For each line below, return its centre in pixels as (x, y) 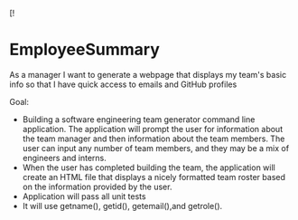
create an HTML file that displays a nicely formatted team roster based (154, 177)
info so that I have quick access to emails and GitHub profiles (123, 84)
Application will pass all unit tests (84, 196)
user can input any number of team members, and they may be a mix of (156, 148)
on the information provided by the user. (97, 187)
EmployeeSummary (84, 50)
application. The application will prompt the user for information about (152, 129)
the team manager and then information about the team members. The (154, 139)
